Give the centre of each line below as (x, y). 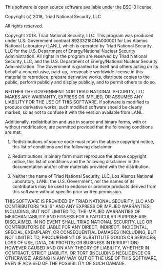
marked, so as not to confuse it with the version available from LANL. (74, 112)
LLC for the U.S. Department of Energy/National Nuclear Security (70, 51)
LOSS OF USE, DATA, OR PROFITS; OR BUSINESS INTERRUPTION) (72, 243)
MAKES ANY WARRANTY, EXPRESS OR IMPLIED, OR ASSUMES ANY (74, 97)
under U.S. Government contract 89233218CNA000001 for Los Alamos (76, 41)
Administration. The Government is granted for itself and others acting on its (82, 66)
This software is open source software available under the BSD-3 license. (79, 7)
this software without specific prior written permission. (67, 192)
